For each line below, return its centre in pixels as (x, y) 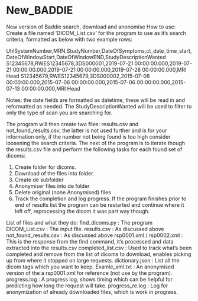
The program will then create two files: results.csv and (72, 124)
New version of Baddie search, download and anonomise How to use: (91, 27)
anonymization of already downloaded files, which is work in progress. (92, 292)
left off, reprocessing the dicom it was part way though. (82, 211)
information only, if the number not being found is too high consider (88, 136)
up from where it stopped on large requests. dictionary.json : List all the (93, 260)
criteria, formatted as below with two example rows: (69, 39)
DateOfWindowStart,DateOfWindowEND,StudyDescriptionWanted (86, 57)
